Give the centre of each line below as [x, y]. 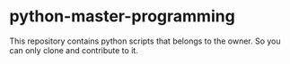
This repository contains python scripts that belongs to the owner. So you [145, 41]
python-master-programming [122, 16]
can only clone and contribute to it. [74, 50]
